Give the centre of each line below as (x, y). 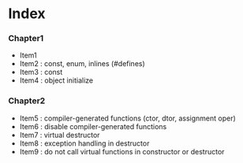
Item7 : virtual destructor (60, 135)
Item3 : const (41, 72)
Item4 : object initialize (56, 80)
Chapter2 (27, 101)
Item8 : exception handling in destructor (84, 143)
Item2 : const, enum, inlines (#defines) (82, 64)
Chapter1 (26, 39)
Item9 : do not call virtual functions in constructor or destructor (122, 151)
